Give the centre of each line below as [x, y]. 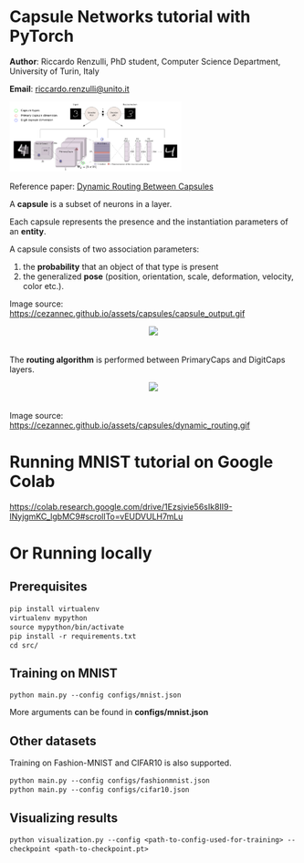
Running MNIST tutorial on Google [142, 462]
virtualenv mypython [49, 618]
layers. [22, 369]
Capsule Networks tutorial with [130, 17]
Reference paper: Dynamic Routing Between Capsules [112, 186]
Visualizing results [64, 818]
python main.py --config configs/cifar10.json [100, 790]
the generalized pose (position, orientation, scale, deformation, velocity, [158, 276]
